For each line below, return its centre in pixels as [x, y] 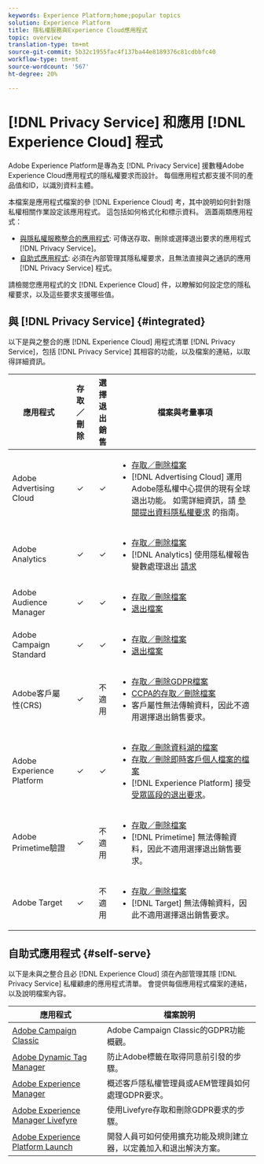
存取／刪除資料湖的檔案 [175, 747]
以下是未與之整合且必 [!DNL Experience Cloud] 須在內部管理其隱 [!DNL [123, 974]
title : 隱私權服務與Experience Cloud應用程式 [78, 30]
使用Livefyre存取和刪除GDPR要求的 [172, 1110]
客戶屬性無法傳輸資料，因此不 [187, 706]
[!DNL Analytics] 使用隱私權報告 [191, 554]
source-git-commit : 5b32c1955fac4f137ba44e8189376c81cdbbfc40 [112, 52]
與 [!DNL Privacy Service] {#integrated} [107, 321]
